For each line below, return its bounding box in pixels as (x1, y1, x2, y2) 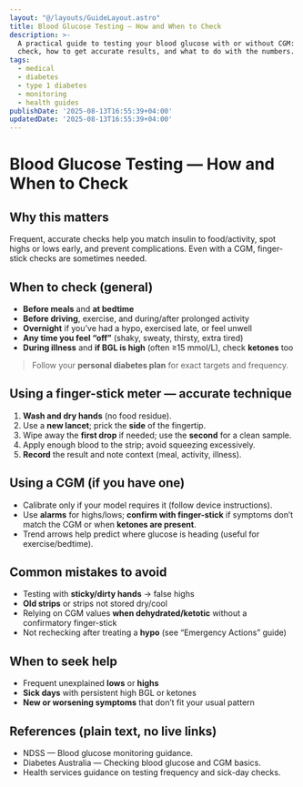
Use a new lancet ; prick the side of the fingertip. (22, 419, 207, 430)
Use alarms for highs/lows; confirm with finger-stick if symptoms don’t (22, 509, 294, 520)
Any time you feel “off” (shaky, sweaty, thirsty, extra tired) (22, 332, 244, 343)
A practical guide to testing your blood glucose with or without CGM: (17, 38, 296, 48)
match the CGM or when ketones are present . (22, 519, 197, 530)
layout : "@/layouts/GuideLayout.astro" (9, 13, 161, 23)
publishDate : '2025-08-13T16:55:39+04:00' (9, 106, 173, 116)
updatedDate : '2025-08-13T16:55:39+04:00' (9, 115, 173, 124)
